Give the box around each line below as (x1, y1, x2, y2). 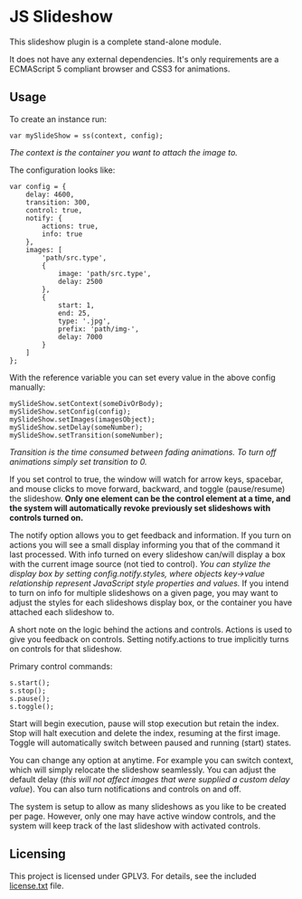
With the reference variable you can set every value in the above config (9, 372, 276, 383)
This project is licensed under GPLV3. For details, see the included (9, 870, 257, 881)
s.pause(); (9, 694, 51, 703)
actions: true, (42, 222, 99, 231)
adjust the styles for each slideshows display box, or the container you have (9, 597, 292, 608)
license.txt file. (9, 880, 64, 891)
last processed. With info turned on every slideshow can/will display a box (9, 549, 287, 560)
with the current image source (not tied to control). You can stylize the (9, 558, 271, 569)
